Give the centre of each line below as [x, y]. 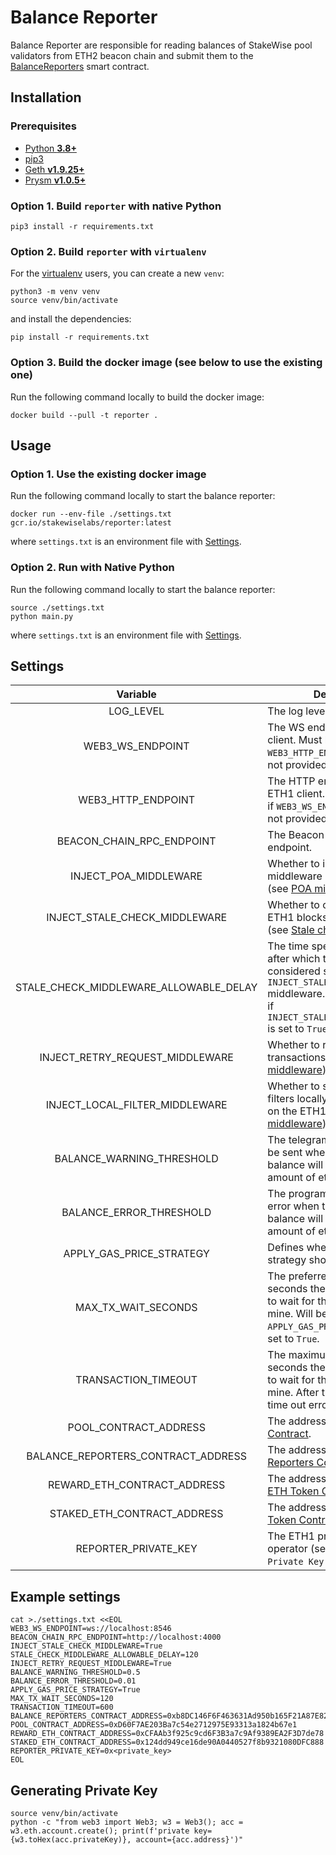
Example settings [65, 1596]
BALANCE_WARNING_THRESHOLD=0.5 [75, 1672]
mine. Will [290, 1314]
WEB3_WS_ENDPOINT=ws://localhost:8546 [91, 1629]
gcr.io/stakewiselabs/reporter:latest [91, 523]
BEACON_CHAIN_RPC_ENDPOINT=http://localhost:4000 [116, 1637]
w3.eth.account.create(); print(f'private [100, 1831]
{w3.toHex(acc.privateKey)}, [71, 1839]
